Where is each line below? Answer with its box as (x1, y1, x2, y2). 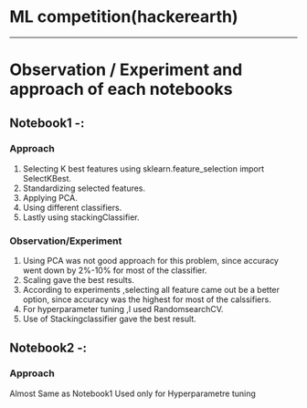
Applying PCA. (22, 192, 78, 203)
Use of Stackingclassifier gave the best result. (22, 313, 196, 325)
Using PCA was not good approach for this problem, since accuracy (22, 256, 279, 267)
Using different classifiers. (22, 202, 122, 213)
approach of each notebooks (9, 79, 233, 99)
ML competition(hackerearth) (9, 6, 239, 27)
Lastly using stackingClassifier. (22, 212, 140, 223)
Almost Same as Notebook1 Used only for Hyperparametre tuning (9, 388, 256, 399)
